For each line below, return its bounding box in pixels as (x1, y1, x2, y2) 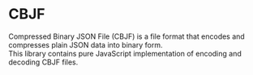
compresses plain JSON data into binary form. (8, 40, 163, 49)
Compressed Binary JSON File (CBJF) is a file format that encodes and (8, 31, 245, 41)
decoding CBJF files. (8, 57, 79, 67)
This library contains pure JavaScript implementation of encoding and (8, 48, 242, 58)
